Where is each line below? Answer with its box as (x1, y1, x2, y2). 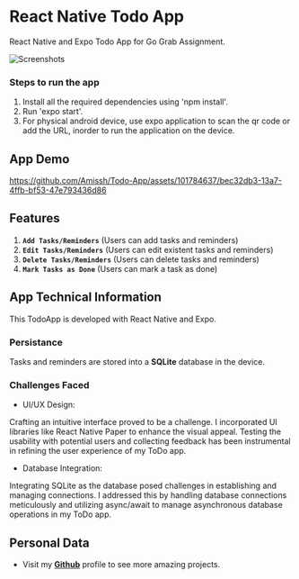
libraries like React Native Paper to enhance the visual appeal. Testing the (9, 426, 281, 438)
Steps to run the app (9, 76, 101, 88)
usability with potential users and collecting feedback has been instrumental (9, 436, 291, 447)
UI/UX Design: (22, 399, 75, 411)
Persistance (9, 336, 63, 348)
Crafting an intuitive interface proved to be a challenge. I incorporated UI (9, 417, 278, 428)
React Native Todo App (9, 6, 184, 27)
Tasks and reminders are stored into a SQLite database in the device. (9, 356, 266, 366)
